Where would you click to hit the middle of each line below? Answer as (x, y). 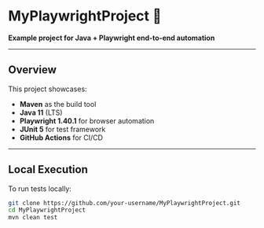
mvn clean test (33, 218)
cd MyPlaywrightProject (47, 210)
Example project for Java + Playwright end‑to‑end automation (112, 38)
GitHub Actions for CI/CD (61, 138)
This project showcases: (48, 89)
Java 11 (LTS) (41, 112)
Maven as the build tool (58, 104)
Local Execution (48, 169)
